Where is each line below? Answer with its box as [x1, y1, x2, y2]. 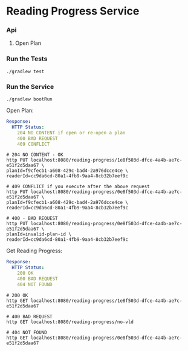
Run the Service [6, 82, 54, 91]
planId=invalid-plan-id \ [6, 231, 71, 237]
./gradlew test [6, 68, 45, 74]
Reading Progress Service [6, 4, 140, 18]
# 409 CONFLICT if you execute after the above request [6, 183, 150, 190]
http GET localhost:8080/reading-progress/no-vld [6, 319, 134, 325]
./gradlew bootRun [6, 96, 53, 102]
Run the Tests [6, 54, 48, 63]
